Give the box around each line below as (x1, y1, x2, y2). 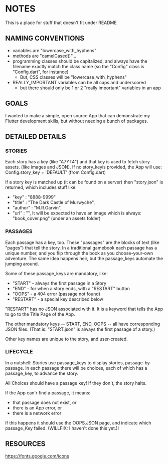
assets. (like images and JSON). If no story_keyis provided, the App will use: (5, 164, 162, 170)
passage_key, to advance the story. (5, 370, 79, 376)
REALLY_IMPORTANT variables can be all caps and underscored (12, 79, 146, 85)
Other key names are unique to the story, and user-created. (5, 336, 128, 342)
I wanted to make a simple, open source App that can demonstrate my (5, 112, 150, 118)
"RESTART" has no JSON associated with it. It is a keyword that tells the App (5, 306, 163, 312)
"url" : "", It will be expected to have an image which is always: (12, 210, 142, 216)
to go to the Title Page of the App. (5, 311, 75, 317)
